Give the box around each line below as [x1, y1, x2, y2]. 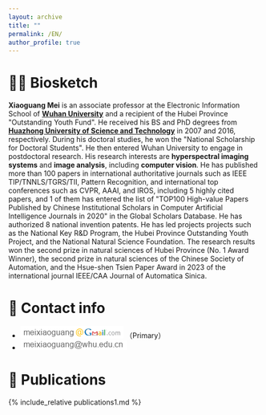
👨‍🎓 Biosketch [8, 74, 99, 92]
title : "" [8, 21, 42, 30]
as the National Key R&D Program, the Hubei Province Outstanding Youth [8, 229, 249, 238]
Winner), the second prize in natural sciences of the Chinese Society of [8, 254, 244, 264]
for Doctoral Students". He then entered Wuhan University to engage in [8, 143, 243, 153]
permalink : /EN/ [8, 30, 62, 38]
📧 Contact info [8, 299, 106, 317]
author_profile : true [8, 39, 81, 47]
